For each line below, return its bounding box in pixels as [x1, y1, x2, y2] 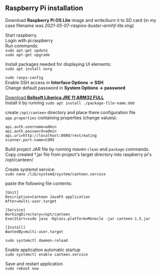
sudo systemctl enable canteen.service [5, 252, 88, 257]
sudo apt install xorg [5, 66, 52, 71]
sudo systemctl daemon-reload [5, 238, 68, 243]
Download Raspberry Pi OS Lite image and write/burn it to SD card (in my [5, 17, 157, 23]
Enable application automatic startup [5, 247, 81, 253]
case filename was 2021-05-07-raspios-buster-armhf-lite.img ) [5, 22, 135, 28]
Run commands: [5, 42, 39, 49]
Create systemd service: [5, 166, 56, 172]
